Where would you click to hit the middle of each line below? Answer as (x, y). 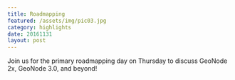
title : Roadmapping (36, 14)
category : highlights (40, 27)
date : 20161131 (30, 34)
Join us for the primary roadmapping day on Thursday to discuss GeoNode (117, 61)
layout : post (27, 41)
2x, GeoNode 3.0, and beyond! (52, 69)
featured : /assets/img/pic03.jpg (57, 21)
